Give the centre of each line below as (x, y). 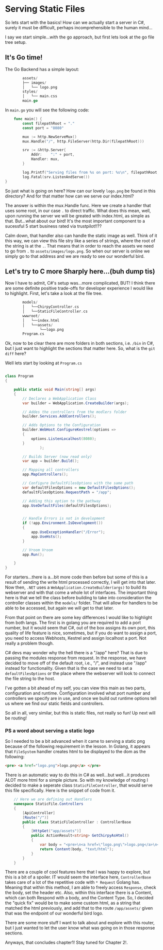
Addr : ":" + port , (53, 155)
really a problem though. (30, 644)
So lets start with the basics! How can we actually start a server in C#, (75, 22)
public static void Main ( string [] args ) (55, 390)
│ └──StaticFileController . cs (55, 312)
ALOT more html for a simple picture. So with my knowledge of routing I (76, 780)
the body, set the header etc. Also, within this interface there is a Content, (79, 893)
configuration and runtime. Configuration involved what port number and (78, 693)
